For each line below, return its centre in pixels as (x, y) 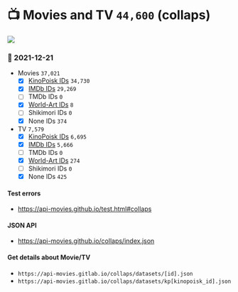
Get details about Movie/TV (49, 257)
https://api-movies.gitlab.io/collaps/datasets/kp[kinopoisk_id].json (124, 281)
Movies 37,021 (39, 73)
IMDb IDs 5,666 (50, 144)
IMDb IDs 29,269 (52, 89)
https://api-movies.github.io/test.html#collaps (85, 209)
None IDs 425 (48, 176)
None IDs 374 (48, 121)
